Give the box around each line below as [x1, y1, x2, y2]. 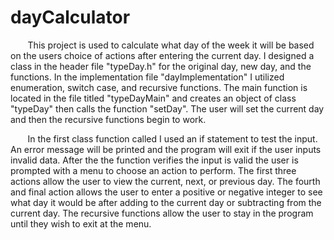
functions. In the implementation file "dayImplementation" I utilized [10, 71, 285, 83]
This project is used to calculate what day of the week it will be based [27, 39, 315, 51]
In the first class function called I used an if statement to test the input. [27, 132, 318, 145]
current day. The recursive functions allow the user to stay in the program [10, 207, 314, 219]
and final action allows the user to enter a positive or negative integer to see [10, 186, 323, 198]
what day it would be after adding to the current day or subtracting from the [10, 196, 322, 208]
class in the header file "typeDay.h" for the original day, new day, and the [10, 60, 312, 72]
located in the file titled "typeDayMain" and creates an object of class [10, 92, 297, 104]
